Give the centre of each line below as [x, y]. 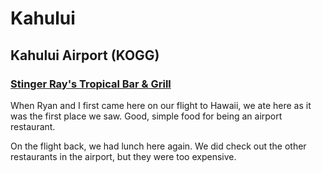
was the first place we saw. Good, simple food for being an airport [146, 116]
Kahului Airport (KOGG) [85, 55]
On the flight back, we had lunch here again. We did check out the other [158, 146]
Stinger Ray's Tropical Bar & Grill [91, 84]
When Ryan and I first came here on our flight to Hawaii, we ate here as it [161, 105]
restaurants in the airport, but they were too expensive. [123, 156]
